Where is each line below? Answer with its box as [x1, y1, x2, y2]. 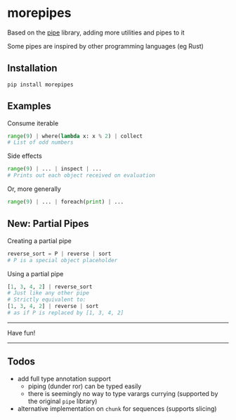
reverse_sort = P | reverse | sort [7, 250, 112, 257]
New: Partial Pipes [7, 218, 89, 230]
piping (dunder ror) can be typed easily [27, 382, 142, 390]
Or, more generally [7, 185, 61, 193]
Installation [7, 62, 58, 75]
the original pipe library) [27, 397, 98, 405]
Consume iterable [7, 118, 59, 128]
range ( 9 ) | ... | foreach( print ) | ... [7, 199, 124, 206]
